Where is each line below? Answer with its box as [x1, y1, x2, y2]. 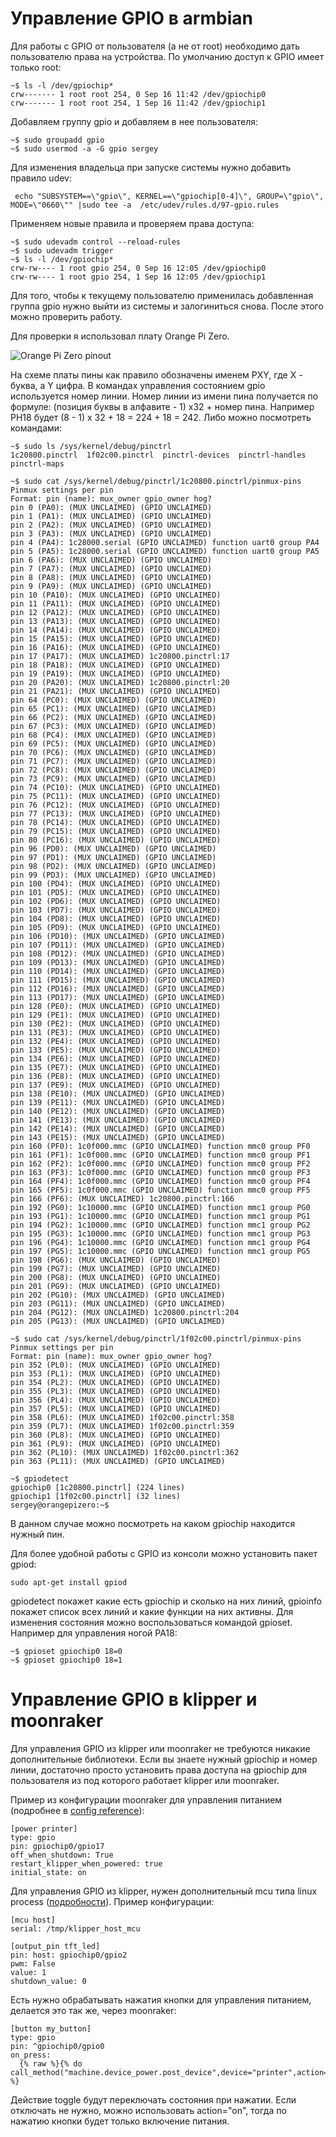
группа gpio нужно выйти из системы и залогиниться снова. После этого [10, 300, 324, 312]
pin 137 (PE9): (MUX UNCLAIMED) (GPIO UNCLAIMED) [10, 1080, 222, 1090]
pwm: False [10, 1958, 56, 1969]
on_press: [10, 2050, 52, 2060]
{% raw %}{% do [19, 2058, 83, 2069]
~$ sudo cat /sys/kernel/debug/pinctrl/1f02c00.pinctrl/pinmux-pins [10, 1333, 302, 1344]
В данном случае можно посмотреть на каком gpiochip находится [10, 1517, 296, 1529]
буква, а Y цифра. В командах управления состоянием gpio [10, 379, 266, 391]
